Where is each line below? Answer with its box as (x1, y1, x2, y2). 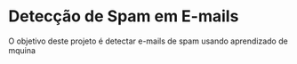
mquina (8, 44, 36, 55)
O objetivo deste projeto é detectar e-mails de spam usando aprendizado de (8, 36, 288, 46)
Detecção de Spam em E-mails (8, 6, 239, 27)
